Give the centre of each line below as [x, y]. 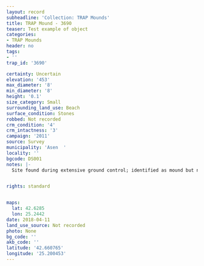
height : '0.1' [24, 97]
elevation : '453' [28, 80]
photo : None [21, 231]
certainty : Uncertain [34, 74]
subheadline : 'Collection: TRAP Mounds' [58, 18]
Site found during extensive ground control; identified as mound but [103, 170]
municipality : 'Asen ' [36, 147]
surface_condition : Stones [40, 113]
